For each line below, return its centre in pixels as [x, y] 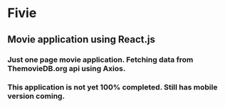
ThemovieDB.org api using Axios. [67, 68]
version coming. [36, 96]
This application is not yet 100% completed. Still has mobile [112, 87]
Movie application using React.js [81, 39]
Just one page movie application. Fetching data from [100, 60]
